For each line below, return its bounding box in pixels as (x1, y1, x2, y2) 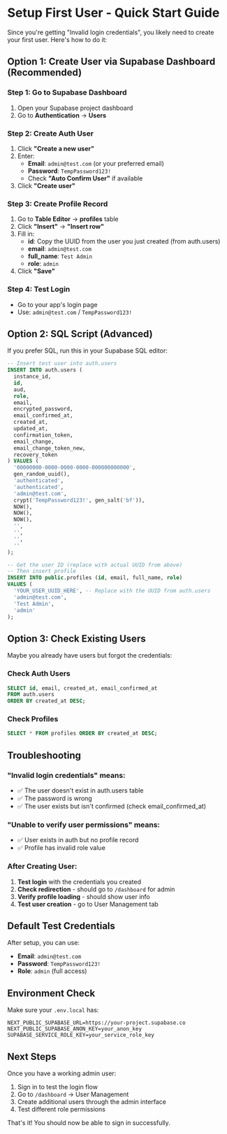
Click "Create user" (17, 181, 75, 190)
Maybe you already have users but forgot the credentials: (7, 651, 173, 660)
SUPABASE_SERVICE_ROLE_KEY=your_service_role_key (7, 1032, 155, 1039)
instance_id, (13, 373, 52, 381)
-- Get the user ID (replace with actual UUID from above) (7, 561, 183, 568)
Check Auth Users (7, 669, 71, 679)
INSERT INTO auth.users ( (7, 367, 82, 374)
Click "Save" (17, 267, 56, 276)
